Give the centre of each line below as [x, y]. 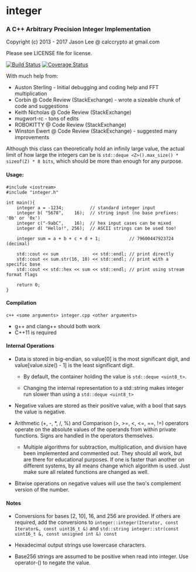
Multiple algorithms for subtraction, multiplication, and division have [105, 447]
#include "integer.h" [32, 192]
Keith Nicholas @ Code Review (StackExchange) [73, 112]
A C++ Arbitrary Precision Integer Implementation [78, 29]
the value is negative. [40, 412]
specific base [23, 264]
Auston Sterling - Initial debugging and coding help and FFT [87, 88]
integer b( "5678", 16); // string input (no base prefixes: [98, 213]
